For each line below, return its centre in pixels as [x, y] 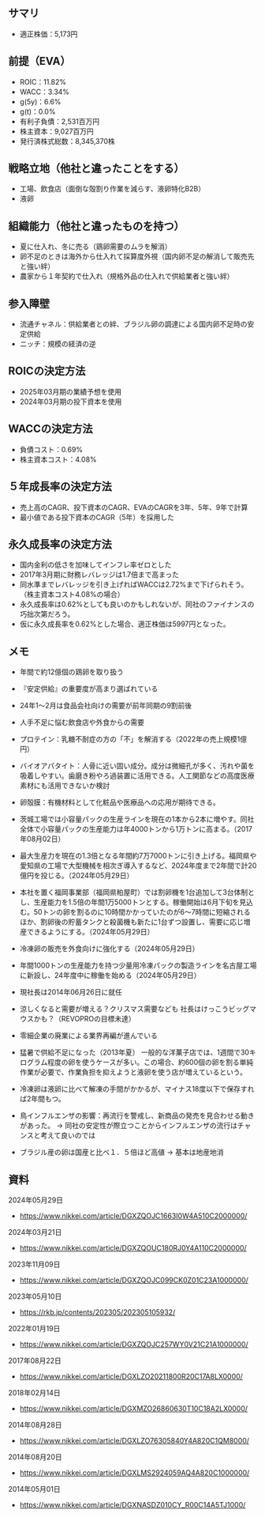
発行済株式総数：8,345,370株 [67, 141]
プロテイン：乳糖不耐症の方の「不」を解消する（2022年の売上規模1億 [133, 739]
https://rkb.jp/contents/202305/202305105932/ [97, 1312]
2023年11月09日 [34, 1264]
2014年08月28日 [35, 1425]
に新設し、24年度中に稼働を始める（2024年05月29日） [110, 975]
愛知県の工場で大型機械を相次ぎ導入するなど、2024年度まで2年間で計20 [138, 866]
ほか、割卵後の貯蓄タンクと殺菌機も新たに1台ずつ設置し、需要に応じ [132, 922]
